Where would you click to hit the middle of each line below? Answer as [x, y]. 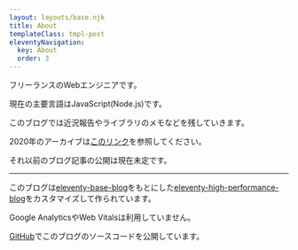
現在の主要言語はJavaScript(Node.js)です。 [88, 104]
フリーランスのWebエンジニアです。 [75, 85]
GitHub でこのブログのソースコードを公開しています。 [107, 236]
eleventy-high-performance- [227, 187]
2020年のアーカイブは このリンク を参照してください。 [108, 141]
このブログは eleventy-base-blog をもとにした [92, 187]
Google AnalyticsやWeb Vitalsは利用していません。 [102, 217]
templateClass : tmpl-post [57, 34]
